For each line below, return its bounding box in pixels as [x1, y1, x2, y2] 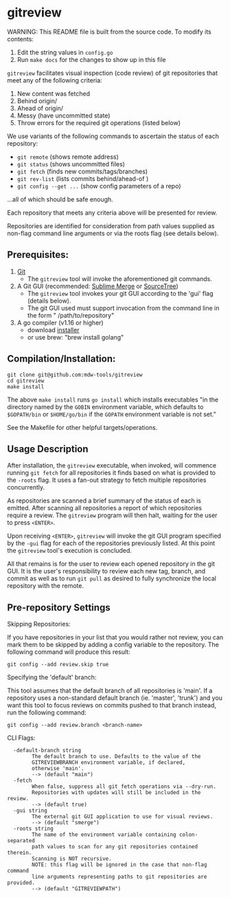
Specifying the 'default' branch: [7, 673, 97, 681]
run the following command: [7, 708, 87, 716]
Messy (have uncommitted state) [16, 111, 111, 120]
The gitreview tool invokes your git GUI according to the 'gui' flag [27, 289, 214, 297]
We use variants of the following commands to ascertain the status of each [7, 132, 220, 140]
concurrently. [7, 483, 45, 492]
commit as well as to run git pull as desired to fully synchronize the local [7, 574, 217, 582]
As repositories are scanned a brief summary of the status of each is [7, 496, 201, 505]
